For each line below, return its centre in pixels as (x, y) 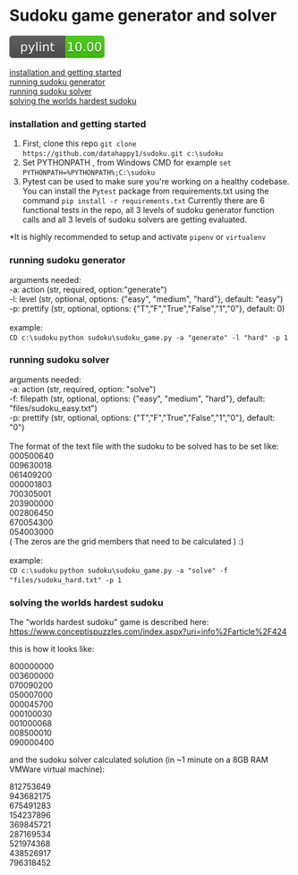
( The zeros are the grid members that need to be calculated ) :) (127, 541)
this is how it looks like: (52, 649)
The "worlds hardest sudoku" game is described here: (109, 622)
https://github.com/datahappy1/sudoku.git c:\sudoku (123, 154)
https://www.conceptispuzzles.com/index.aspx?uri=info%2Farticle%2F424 (148, 631)
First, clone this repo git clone (79, 143)
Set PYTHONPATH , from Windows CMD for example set (127, 163)
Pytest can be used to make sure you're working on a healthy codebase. (156, 182)
